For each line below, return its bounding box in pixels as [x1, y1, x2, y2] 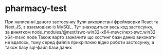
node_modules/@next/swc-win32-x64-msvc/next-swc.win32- [32, 29, 158, 35]
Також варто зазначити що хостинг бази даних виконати [38, 34, 156, 40]
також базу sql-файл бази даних [5, 44, 72, 50]
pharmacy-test [5, 3, 67, 14]
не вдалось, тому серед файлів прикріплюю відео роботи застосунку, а [5, 39, 154, 45]
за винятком [5, 29, 31, 35]
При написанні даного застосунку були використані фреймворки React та [5, 19, 159, 25]
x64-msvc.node [5, 34, 37, 40]
